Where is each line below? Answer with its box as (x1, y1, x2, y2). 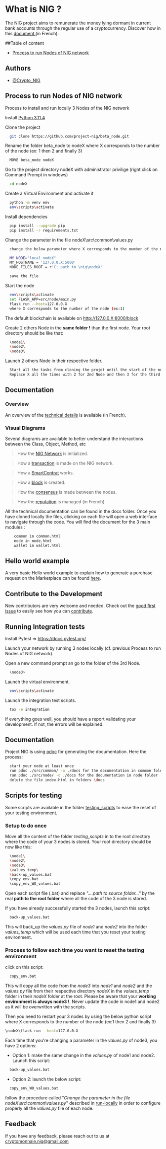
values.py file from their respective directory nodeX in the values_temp (5, 988, 150, 994)
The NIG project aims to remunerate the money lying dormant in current (5, 20, 151, 26)
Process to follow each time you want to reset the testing (5, 946, 145, 953)
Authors (5, 64, 31, 73)
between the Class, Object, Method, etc (5, 441, 86, 447)
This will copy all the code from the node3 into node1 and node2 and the (5, 983, 152, 989)
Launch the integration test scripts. (5, 697, 77, 703)
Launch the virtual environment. (5, 679, 70, 685)
